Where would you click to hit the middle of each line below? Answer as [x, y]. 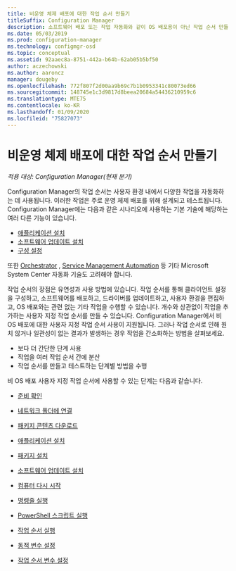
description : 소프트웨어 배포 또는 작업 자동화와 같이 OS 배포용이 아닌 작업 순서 [112, 27]
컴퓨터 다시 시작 [39, 485]
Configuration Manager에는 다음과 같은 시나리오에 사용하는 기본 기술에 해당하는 [118, 209]
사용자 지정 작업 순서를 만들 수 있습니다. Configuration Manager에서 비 [124, 315]
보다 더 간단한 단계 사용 [50, 348]
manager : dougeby [33, 79]
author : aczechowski [38, 66]
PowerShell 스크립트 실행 [52, 515]
